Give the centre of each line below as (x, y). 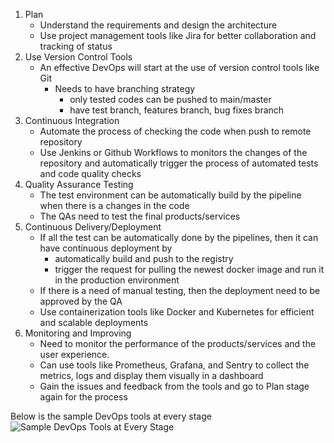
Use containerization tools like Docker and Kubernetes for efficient (177, 312)
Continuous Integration (72, 120)
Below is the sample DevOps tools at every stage (111, 416)
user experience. (74, 354)
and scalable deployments (94, 322)
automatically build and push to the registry (144, 258)
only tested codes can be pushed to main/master (170, 99)
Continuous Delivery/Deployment (93, 227)
